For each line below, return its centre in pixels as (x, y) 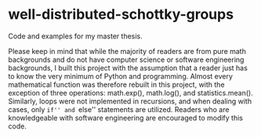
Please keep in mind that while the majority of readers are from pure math (127, 51)
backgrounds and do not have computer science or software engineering (126, 59)
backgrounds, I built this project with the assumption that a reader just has (128, 67)
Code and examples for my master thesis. (75, 36)
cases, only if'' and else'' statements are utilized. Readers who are (119, 109)
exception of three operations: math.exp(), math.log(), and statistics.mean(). (130, 92)
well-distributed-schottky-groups (121, 14)
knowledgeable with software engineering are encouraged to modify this (125, 117)
